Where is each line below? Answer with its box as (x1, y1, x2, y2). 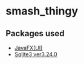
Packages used (5, 28, 65, 39)
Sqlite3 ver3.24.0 (14, 51, 58, 58)
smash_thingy (5, 4, 79, 18)
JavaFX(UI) (14, 44, 43, 51)
